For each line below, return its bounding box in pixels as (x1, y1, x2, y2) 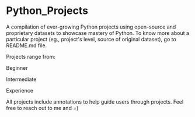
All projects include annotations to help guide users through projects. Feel (6, 98, 184, 105)
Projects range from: (6, 53, 55, 60)
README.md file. (6, 42, 47, 49)
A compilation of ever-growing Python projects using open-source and (6, 23, 176, 30)
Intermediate (6, 76, 37, 83)
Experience (6, 87, 34, 94)
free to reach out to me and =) (6, 104, 79, 111)
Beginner (6, 64, 28, 71)
